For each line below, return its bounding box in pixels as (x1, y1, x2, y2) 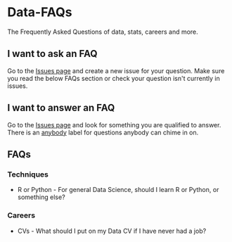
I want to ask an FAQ (7, 48, 98, 60)
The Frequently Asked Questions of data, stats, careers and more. (7, 27, 198, 36)
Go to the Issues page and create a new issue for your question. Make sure (7, 66, 225, 75)
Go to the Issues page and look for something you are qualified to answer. (7, 120, 221, 129)
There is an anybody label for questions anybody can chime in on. (7, 128, 199, 136)
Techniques (7, 170, 49, 179)
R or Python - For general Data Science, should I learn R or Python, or (17, 186, 219, 194)
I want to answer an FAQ (7, 102, 115, 114)
